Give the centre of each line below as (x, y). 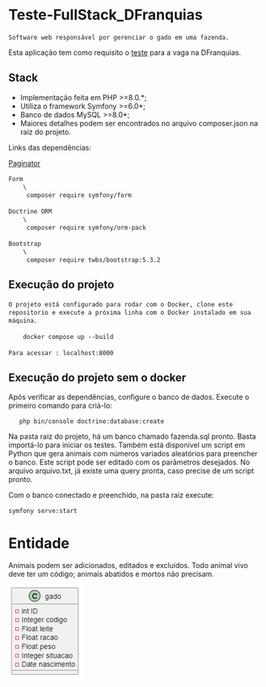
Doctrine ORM (30, 211)
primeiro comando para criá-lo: (60, 405)
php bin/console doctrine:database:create (91, 422)
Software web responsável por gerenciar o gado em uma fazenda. (119, 37)
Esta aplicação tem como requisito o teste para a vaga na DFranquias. (125, 52)
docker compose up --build (68, 337)
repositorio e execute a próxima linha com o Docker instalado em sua (130, 312)
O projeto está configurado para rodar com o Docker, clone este (120, 304)
